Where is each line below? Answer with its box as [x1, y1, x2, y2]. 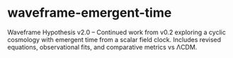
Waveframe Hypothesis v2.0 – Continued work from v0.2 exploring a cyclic [7, 28, 227, 36]
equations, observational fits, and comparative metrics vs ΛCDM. [7, 43, 198, 51]
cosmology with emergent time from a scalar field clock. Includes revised [7, 35, 222, 43]
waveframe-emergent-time [7, 5, 172, 21]
